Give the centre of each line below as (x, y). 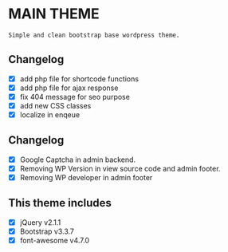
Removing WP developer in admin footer (86, 177)
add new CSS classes (55, 105)
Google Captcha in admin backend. (78, 159)
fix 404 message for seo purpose (75, 96)
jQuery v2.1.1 (40, 222)
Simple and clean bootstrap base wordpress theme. (94, 35)
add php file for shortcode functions (79, 79)
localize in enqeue (50, 115)
